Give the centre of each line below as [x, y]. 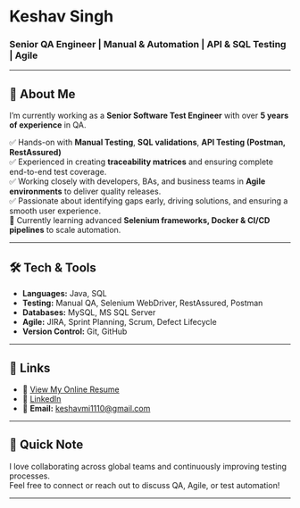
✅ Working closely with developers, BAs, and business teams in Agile [137, 181]
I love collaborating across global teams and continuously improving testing [148, 466]
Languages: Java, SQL [64, 294]
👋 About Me [42, 94]
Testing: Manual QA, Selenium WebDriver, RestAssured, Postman [142, 303]
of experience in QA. [48, 125]
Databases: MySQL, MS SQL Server [89, 312]
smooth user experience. [55, 211]
